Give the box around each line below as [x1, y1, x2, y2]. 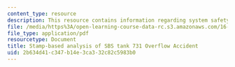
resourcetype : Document [7, 36, 77, 43]
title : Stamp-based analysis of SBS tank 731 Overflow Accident [7, 43, 199, 50]
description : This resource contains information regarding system [7, 17, 208, 24]
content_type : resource [7, 10, 77, 17]
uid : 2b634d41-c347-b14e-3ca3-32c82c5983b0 [7, 50, 136, 57]
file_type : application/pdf [7, 29, 90, 37]
